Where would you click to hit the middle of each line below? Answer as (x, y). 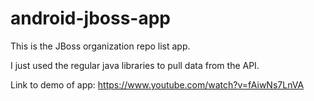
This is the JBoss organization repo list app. (100, 46)
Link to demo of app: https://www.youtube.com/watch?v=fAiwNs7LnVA (157, 84)
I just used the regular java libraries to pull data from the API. (135, 65)
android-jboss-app (90, 18)
